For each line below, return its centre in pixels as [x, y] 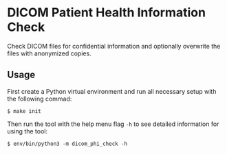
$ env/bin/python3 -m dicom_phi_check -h [67, 144]
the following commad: [40, 99]
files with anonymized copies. [49, 53]
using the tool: [28, 131]
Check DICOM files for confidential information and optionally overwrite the [114, 46]
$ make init [24, 111]
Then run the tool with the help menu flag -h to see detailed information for [113, 124]
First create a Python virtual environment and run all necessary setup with [112, 91]
